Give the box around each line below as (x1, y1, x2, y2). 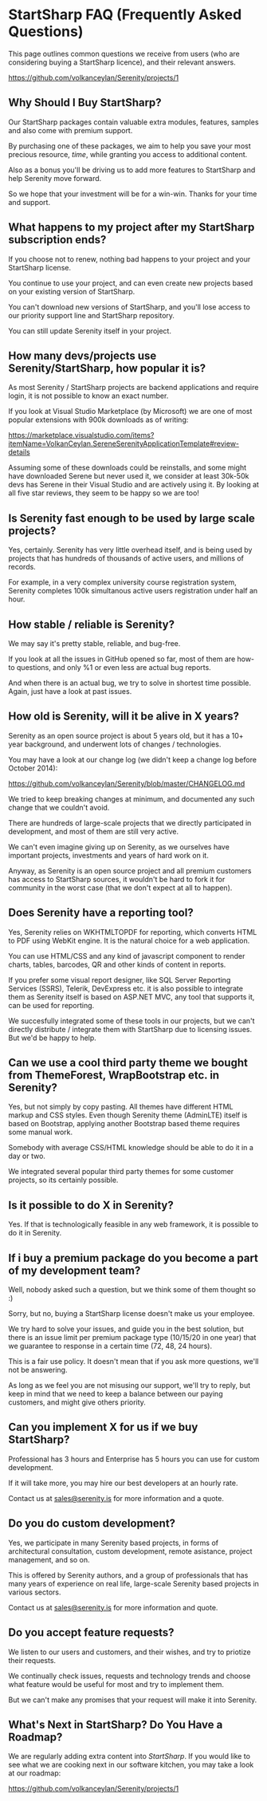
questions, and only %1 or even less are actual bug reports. (16, 663, 211, 672)
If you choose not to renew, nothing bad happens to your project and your (8, 254, 251, 264)
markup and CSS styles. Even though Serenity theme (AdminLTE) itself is (8, 1110, 248, 1120)
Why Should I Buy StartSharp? (8, 96, 162, 109)
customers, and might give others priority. (8, 1397, 146, 1407)
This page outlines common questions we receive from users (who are (8, 49, 241, 58)
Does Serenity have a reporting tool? (8, 906, 194, 920)
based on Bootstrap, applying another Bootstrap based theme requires (8, 1119, 241, 1129)
